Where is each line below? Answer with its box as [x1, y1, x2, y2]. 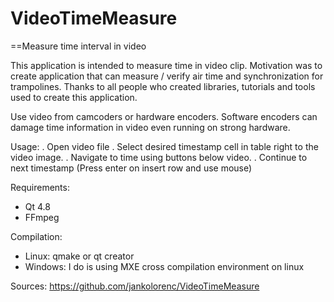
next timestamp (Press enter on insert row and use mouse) [10, 162, 253, 174]
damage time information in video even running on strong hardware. [10, 121, 291, 133]
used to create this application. [10, 91, 138, 103]
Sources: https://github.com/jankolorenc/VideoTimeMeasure [10, 280, 260, 292]
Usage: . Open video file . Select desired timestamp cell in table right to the [10, 140, 319, 152]
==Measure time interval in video [10, 40, 147, 52]
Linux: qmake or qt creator [24, 250, 135, 262]
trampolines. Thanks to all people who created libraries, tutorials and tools [10, 80, 316, 92]
